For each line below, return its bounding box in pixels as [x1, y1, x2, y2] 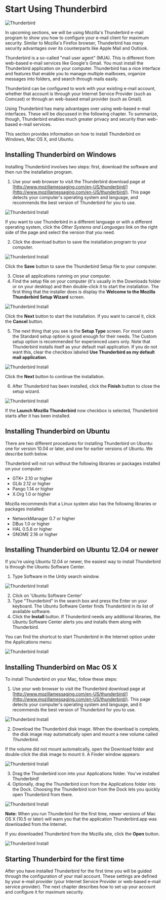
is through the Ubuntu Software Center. [5, 564, 85, 570]
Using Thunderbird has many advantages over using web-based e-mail [5, 105, 151, 111]
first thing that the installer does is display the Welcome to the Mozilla [12, 289, 156, 295]
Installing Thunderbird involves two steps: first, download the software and [5, 163, 158, 169]
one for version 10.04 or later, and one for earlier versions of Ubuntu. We [5, 446, 153, 451]
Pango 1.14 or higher [12, 486, 54, 492]
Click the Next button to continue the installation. [5, 373, 105, 379]
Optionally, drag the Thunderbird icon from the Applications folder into [12, 781, 156, 787]
